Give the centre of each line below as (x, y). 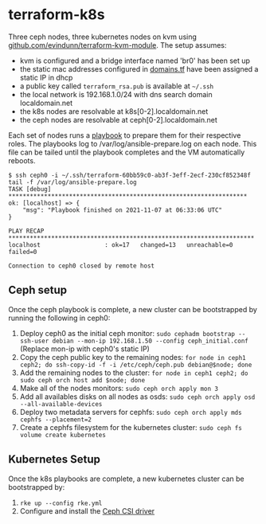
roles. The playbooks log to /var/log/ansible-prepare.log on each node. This (133, 143)
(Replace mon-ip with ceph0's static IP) (84, 349)
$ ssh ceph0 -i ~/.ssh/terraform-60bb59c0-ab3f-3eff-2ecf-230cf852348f (129, 175)
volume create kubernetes (63, 435)
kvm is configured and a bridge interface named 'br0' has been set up (135, 61)
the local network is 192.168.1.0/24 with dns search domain (116, 94)
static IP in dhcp (46, 77)
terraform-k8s (57, 15)
